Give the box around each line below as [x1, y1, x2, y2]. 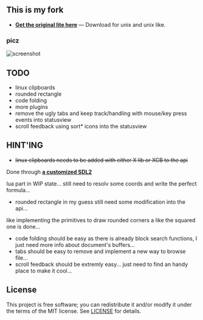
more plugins [15, 103, 49, 110]
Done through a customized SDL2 [6, 168, 92, 175]
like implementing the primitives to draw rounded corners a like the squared [6, 216, 196, 224]
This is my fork [6, 5, 64, 15]
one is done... [6, 223, 41, 230]
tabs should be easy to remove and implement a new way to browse [15, 248, 186, 255]
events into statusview [15, 116, 72, 123]
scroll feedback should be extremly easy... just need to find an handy [15, 260, 188, 268]
